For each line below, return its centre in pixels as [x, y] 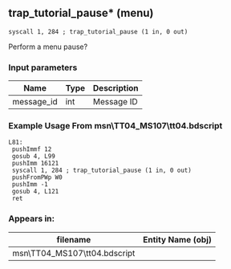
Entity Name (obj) [178, 239]
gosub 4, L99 [34, 157]
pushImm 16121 [35, 164]
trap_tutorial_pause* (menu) [81, 13]
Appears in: [32, 218]
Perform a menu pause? [48, 47]
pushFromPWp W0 [37, 177]
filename [74, 239]
